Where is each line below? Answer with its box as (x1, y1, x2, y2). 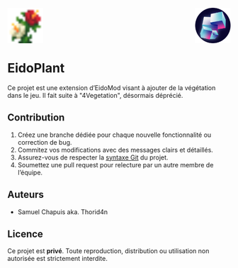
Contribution (7, 111, 65, 124)
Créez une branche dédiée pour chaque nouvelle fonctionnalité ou (17, 130, 212, 139)
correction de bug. (17, 138, 72, 146)
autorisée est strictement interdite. (7, 255, 108, 263)
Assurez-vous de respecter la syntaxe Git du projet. (17, 153, 169, 162)
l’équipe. (17, 168, 43, 177)
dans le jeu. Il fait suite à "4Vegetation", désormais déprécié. (7, 91, 183, 99)
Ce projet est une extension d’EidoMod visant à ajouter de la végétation (7, 83, 216, 92)
